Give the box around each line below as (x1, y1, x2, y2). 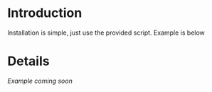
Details (7, 53, 50, 69)
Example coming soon (7, 76, 73, 85)
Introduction (7, 5, 83, 21)
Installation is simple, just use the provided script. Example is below (7, 28, 205, 37)
